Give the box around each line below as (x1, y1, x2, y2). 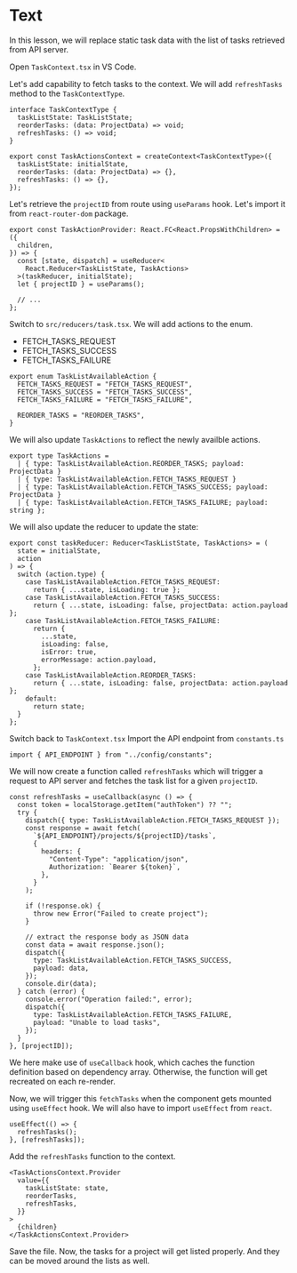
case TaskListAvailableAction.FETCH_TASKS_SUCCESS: (25, 593, 221, 602)
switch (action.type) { (17, 570, 105, 579)
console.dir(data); (25, 979, 98, 988)
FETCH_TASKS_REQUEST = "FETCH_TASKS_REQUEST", (17, 380, 193, 388)
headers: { (41, 846, 82, 856)
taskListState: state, (25, 1183, 109, 1192)
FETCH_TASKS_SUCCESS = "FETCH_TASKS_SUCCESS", (17, 388, 193, 396)
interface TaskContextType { (9, 105, 117, 114)
